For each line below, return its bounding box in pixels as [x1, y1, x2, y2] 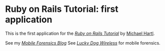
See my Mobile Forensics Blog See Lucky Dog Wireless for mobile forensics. [5, 40, 161, 46]
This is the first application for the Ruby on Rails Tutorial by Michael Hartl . [5, 30, 155, 36]
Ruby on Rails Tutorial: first [5, 3, 119, 15]
